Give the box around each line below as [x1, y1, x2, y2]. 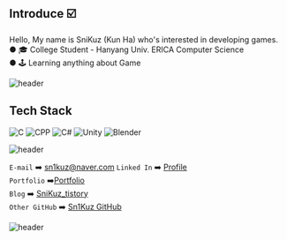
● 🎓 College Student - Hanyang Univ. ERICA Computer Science [9, 44, 245, 55]
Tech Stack [9, 103, 72, 118]
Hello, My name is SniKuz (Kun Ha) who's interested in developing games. [9, 34, 278, 45]
